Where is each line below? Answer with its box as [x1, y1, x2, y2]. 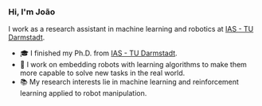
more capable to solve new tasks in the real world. [19, 68, 186, 78]
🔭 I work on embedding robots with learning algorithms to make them [19, 60, 247, 70]
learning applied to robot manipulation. [19, 89, 147, 98]
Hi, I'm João [8, 6, 56, 17]
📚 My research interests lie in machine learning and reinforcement [19, 78, 239, 87]
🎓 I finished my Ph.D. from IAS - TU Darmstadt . [19, 48, 178, 58]
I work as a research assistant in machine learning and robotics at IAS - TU [8, 25, 254, 34]
